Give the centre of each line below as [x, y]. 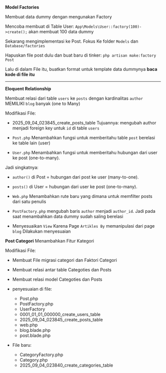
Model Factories [22, 7]
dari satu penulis [29, 201]
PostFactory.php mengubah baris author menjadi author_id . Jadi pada [84, 211]
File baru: [22, 345]
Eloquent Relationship [28, 89]
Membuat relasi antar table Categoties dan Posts [62, 270]
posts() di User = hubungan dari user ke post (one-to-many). [75, 186]
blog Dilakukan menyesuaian [41, 231]
